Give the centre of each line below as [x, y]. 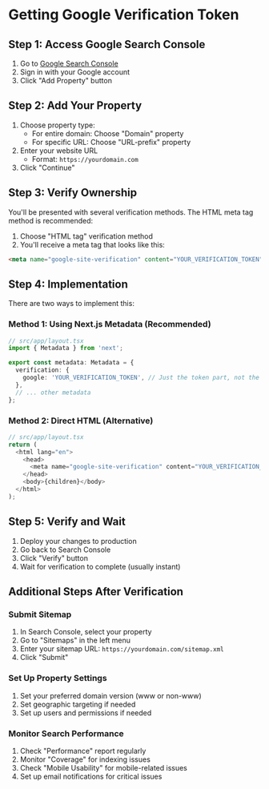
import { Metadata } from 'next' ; [66, 348]
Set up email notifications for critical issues [91, 776]
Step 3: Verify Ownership [73, 193]
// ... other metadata [53, 392]
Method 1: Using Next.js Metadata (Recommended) [110, 324]
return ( [23, 445]
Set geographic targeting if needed [78, 704]
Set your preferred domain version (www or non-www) [110, 695]
